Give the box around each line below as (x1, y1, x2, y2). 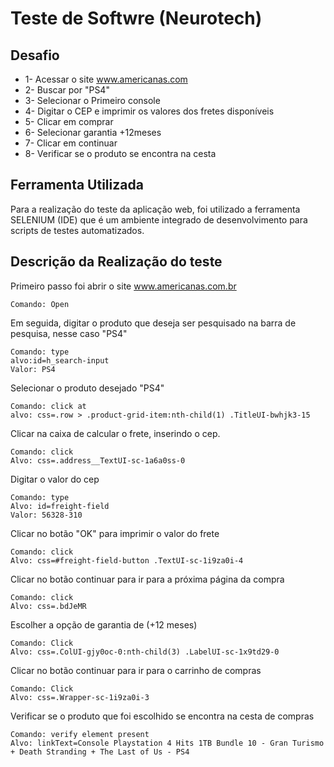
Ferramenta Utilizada (10, 177, 144, 194)
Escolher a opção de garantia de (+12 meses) (10, 618, 198, 631)
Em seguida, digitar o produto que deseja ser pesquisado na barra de (10, 317, 297, 329)
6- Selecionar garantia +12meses (24, 127, 162, 138)
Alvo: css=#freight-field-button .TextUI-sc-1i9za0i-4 (10, 555, 244, 566)
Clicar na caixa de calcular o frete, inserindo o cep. (10, 427, 221, 439)
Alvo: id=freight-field (10, 501, 110, 511)
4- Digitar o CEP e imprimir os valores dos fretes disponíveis (24, 105, 275, 117)
